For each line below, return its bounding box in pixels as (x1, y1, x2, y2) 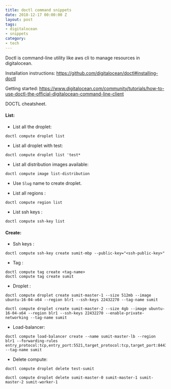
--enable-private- (105, 311, 145, 316)
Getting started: (5, 85, 38, 91)
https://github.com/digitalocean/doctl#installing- (56, 70, 158, 76)
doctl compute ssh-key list (5, 218, 65, 224)
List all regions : (12, 190, 46, 196)
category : (5, 36, 26, 41)
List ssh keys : (12, 209, 43, 215)
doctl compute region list (5, 200, 63, 205)
